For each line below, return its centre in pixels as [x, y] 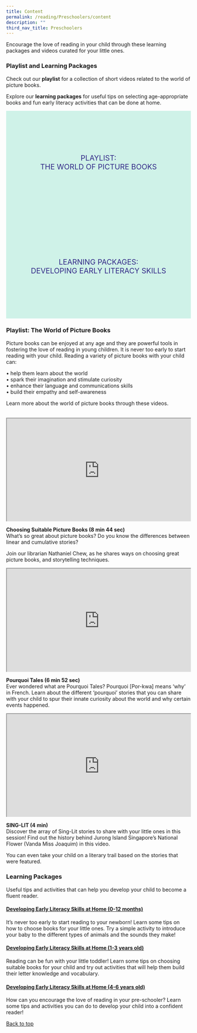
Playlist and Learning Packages [52, 66]
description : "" [26, 22]
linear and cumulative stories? [42, 542]
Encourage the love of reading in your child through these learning [86, 45]
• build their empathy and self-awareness [56, 392]
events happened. [28, 705]
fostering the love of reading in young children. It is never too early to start [96, 349]
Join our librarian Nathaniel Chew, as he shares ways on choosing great [93, 554]
